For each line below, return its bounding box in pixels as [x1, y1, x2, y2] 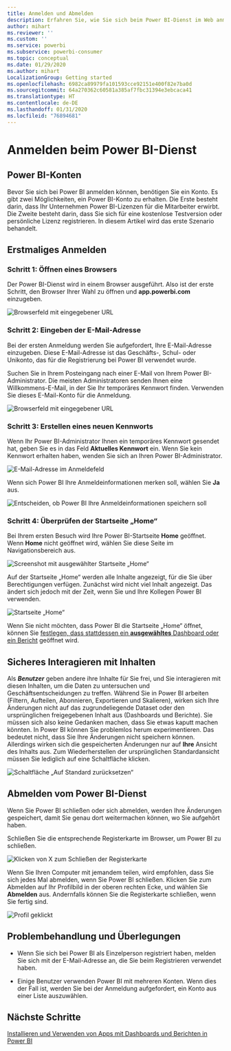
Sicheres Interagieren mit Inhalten [7, 656, 156, 668]
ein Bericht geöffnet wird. [7, 636, 80, 644]
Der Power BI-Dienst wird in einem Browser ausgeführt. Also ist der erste [7, 280, 214, 289]
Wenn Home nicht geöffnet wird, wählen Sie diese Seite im [7, 539, 174, 548]
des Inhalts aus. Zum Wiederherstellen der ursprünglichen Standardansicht [7, 748, 220, 756]
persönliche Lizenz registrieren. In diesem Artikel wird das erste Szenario [7, 217, 214, 225]
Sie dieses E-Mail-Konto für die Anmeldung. [7, 391, 132, 399]
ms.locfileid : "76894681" [7, 112, 81, 119]
